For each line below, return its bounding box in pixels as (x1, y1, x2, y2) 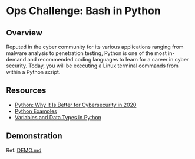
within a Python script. (6, 69, 61, 75)
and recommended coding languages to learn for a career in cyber (27, 56, 189, 63)
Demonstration (6, 131, 63, 141)
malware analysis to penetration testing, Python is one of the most (6, 50, 167, 57)
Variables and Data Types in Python (14, 113, 102, 121)
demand (6, 56, 27, 63)
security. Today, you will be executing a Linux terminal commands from (6, 62, 179, 69)
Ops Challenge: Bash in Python (6, 4, 161, 18)
